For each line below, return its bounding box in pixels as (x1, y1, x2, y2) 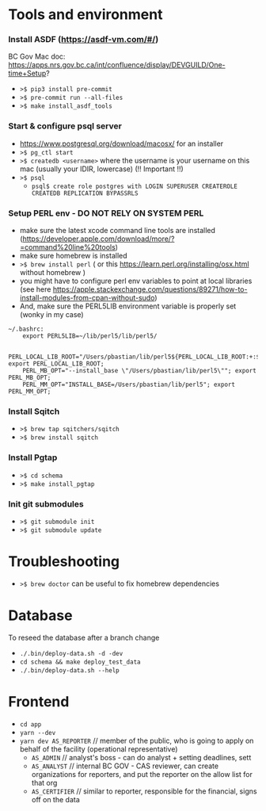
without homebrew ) (19, 268, 85, 277)
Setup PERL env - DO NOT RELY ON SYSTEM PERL (8, 208, 204, 219)
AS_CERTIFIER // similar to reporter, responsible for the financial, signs (31, 786, 257, 796)
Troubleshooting (8, 553, 120, 571)
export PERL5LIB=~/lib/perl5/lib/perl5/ (22, 332, 158, 340)
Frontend (8, 693, 70, 711)
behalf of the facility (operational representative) (19, 744, 178, 754)
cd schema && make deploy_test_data (19, 658, 141, 666)
